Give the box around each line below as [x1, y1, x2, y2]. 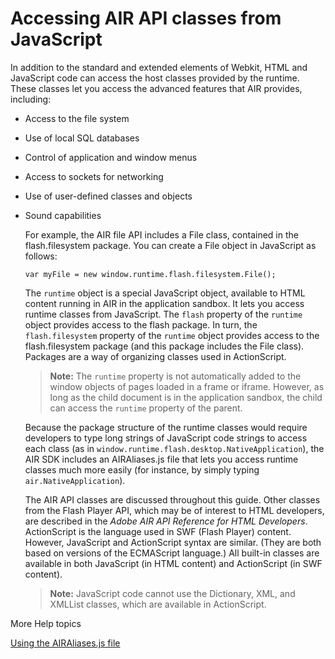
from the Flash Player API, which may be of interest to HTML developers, [24, 504, 325, 516]
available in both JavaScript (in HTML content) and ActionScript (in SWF [24, 557, 323, 569]
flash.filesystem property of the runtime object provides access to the [24, 329, 320, 341]
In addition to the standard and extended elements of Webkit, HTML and [10, 61, 308, 73]
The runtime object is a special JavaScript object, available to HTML [24, 287, 306, 299]
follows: [24, 250, 58, 262]
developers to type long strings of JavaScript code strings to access [24, 432, 308, 444]
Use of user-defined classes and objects [24, 190, 193, 202]
